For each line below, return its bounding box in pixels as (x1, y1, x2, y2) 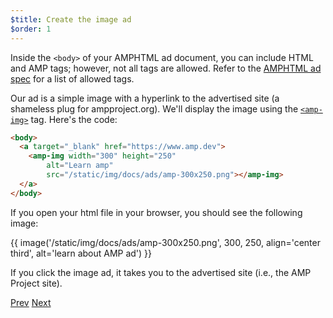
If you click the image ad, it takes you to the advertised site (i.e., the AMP (10, 266, 312, 278)
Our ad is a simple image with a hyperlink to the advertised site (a (10, 92, 280, 104)
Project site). (10, 277, 63, 289)
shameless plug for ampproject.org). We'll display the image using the (10, 102, 299, 115)
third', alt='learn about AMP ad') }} (10, 247, 153, 259)
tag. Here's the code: (30, 113, 118, 125)
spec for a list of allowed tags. (10, 72, 135, 85)
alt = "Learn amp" (46, 161, 114, 171)
